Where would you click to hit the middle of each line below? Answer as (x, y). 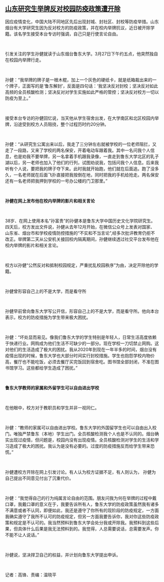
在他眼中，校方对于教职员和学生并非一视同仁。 (52, 407)
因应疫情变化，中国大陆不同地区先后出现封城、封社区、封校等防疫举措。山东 (82, 22)
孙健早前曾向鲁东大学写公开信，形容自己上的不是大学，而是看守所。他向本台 (82, 311)
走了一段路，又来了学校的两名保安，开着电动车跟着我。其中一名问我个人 (78, 150)
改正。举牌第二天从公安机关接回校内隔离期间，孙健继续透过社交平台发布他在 (82, 239)
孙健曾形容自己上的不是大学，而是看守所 (46, 291)
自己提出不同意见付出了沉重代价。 (39, 478)
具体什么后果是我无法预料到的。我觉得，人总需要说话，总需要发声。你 (88, 529)
